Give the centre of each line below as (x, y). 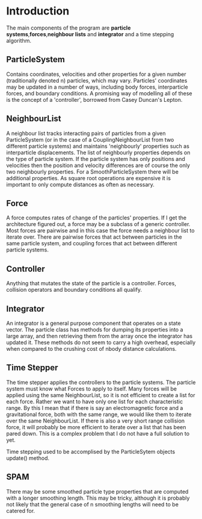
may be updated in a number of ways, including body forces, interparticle (97, 87)
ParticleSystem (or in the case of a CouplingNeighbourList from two (90, 139)
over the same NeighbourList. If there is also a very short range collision (96, 421)
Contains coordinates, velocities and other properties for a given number (96, 74)
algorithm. (19, 40)
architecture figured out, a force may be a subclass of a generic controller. (98, 224)
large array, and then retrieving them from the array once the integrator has (99, 336)
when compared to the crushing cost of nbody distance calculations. (91, 349)
